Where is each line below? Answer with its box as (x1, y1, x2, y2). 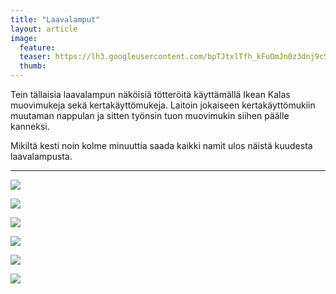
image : (10, 33, 38, 43)
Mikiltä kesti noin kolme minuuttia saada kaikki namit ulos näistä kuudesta (10, 140, 313, 151)
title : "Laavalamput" (10, 14, 101, 25)
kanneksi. (10, 121, 50, 132)
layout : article (10, 24, 78, 34)
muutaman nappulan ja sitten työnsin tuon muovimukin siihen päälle (10, 110, 290, 121)
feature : (19, 42, 56, 53)
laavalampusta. (10, 151, 73, 162)
